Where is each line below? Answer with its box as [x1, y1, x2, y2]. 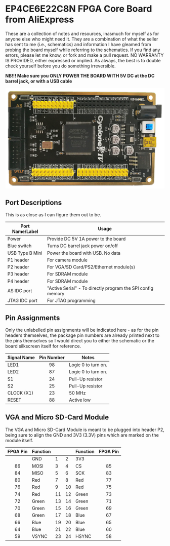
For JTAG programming [47, 297, 96, 304]
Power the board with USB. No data [47, 250, 120, 256]
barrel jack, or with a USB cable [5, 78, 72, 84]
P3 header [7, 271, 29, 277]
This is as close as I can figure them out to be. [5, 212, 101, 218]
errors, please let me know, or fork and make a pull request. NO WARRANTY [5, 52, 164, 58]
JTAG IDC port [7, 297, 38, 304]
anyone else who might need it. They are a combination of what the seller [5, 36, 158, 42]
